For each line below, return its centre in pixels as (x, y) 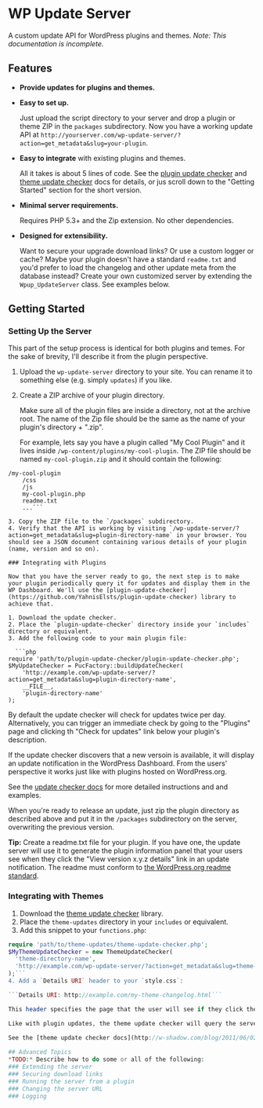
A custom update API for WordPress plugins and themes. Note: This (117, 35)
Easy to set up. (44, 102)
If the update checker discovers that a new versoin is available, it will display (131, 755)
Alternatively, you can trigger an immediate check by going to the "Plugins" (130, 723)
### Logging (27, 1096)
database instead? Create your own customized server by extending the (136, 276)
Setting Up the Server (50, 331)
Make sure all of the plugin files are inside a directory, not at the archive (135, 411)
